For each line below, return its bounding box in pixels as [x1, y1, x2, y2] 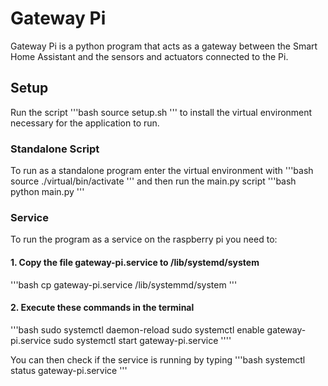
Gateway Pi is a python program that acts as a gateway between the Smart [10, 40, 318, 52]
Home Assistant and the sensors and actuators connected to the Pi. [10, 50, 289, 62]
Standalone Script [10, 142, 100, 156]
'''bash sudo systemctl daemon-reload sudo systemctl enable [10, 323, 265, 336]
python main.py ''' [10, 186, 85, 198]
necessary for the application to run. [10, 117, 160, 129]
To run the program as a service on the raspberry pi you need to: [10, 233, 278, 246]
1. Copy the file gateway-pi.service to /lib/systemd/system [10, 256, 260, 268]
